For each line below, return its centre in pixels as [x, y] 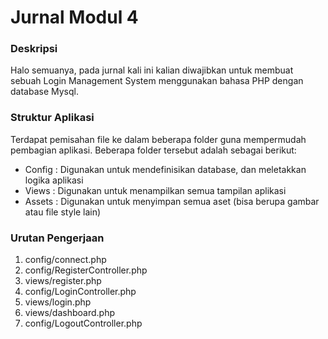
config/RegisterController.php [86, 270]
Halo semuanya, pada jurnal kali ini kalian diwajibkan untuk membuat [152, 70]
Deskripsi [34, 49]
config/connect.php [65, 260]
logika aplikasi [54, 180]
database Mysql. [44, 92]
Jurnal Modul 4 [74, 17]
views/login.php [58, 302]
